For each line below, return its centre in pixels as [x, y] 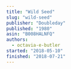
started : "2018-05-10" [35, 51]
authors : [17, 40]
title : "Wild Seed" [31, 12]
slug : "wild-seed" [29, 17]
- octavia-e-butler [36, 46]
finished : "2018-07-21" [36, 56]
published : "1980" [29, 28]
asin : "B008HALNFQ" [31, 34]
